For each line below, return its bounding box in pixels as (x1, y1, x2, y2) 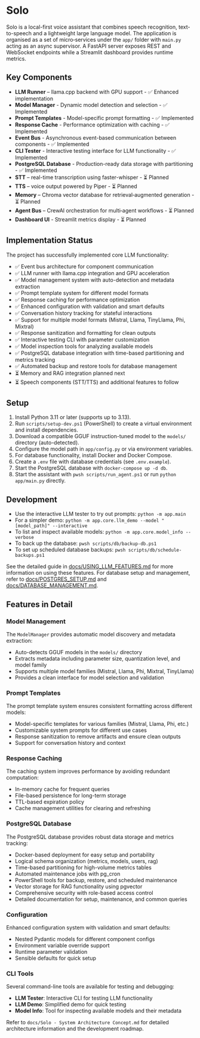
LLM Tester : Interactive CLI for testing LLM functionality (14, 994, 153, 1002)
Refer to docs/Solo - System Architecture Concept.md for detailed (6, 1019, 169, 1026)
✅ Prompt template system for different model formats (14, 289, 149, 296)
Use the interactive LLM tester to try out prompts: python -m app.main (14, 510, 186, 518)
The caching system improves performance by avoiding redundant (6, 768, 170, 775)
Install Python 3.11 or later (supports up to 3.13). (14, 414, 131, 421)
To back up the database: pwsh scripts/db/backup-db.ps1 (14, 540, 157, 547)
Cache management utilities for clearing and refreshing (14, 805, 151, 812)
